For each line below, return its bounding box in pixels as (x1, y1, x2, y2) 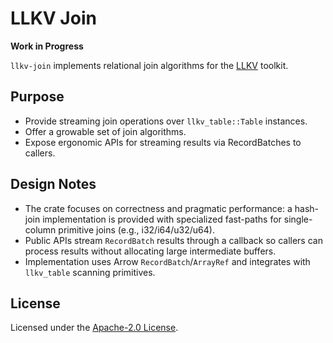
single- (283, 213, 313, 225)
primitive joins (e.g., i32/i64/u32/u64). (58, 223, 215, 236)
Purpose (10, 88, 65, 106)
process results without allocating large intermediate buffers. (24, 245, 277, 257)
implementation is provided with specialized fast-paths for (42, 213, 282, 225)
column (24, 223, 57, 236)
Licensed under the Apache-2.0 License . (10, 322, 179, 334)
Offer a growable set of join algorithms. (24, 125, 187, 137)
